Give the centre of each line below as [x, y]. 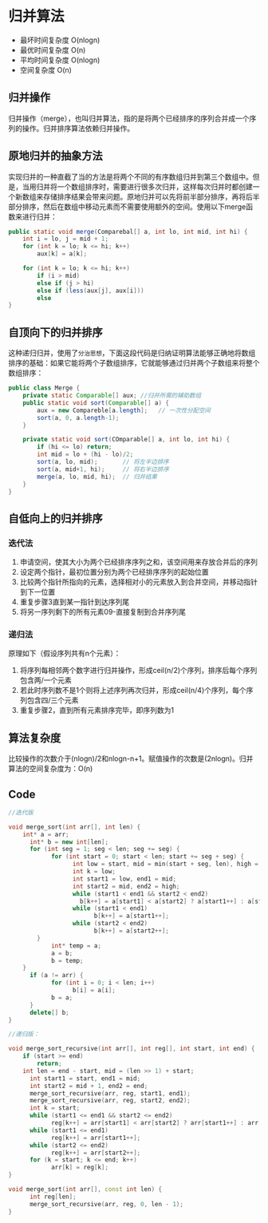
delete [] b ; [49, 1012]
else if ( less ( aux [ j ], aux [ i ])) [91, 291]
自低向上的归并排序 [55, 518]
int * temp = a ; [76, 946]
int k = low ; [94, 872]
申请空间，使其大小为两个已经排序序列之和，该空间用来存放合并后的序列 [138, 562]
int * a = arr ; [46, 834]
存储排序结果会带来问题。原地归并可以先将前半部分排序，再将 [144, 196]
